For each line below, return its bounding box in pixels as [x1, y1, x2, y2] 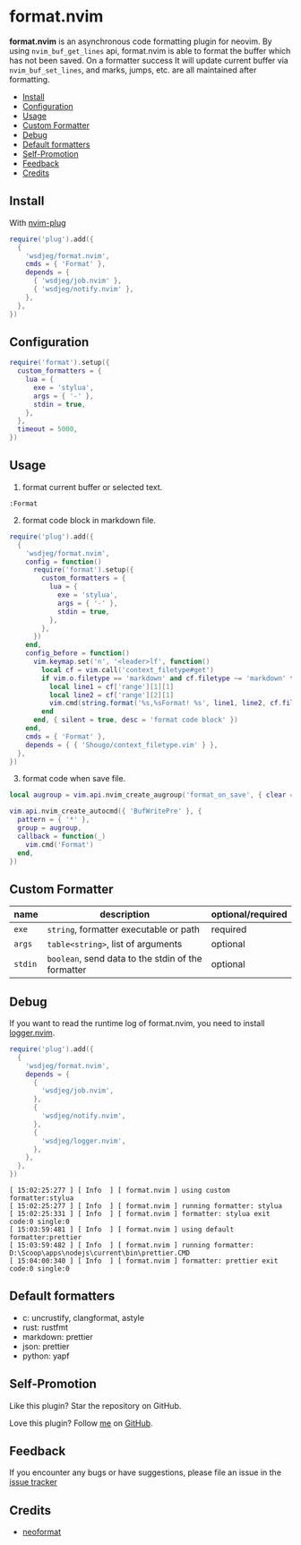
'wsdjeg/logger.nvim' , [41, 1136, 126, 1145]
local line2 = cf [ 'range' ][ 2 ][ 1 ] [48, 690, 175, 700]
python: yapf [21, 1351, 70, 1361]
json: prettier [21, 1341, 70, 1351]
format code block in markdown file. [21, 514, 157, 525]
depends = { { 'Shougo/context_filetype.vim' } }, [25, 740, 219, 749]
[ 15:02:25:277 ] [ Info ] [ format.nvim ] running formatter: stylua [9, 1202, 282, 1211]
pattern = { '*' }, [17, 816, 90, 824]
